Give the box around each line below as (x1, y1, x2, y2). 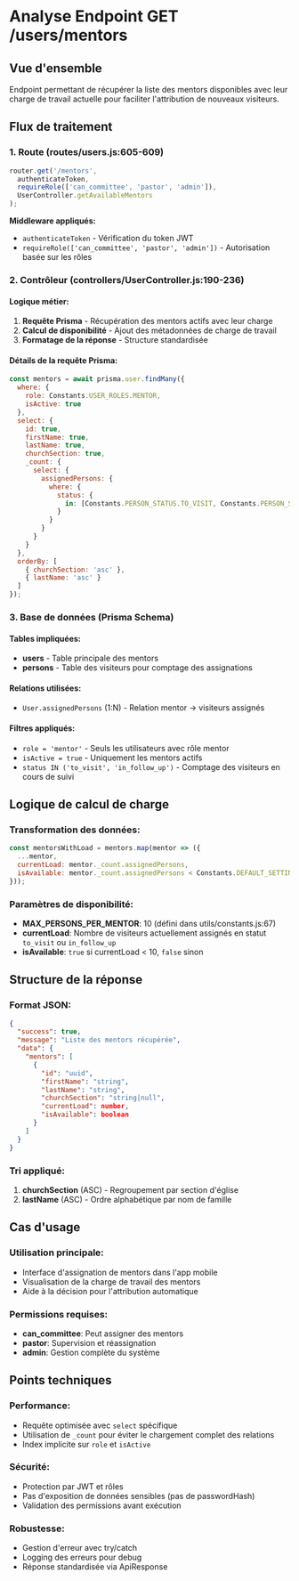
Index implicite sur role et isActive (21, 1439, 151, 1449)
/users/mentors (9, 25, 128, 45)
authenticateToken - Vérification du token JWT (21, 233, 194, 244)
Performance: (9, 1399, 71, 1412)
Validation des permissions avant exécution (21, 1500, 182, 1511)
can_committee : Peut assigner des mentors (21, 1328, 184, 1339)
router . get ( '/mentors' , (9, 166, 98, 175)
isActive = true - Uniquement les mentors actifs (21, 752, 203, 763)
